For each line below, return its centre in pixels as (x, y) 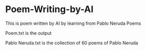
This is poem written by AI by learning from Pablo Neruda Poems (73, 23)
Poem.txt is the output (28, 33)
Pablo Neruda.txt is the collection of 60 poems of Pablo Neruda (72, 43)
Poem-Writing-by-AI (49, 9)
